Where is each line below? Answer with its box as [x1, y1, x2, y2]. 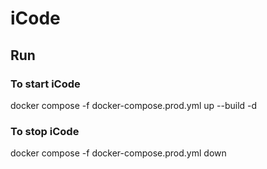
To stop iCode [10, 124, 80, 138]
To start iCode [10, 77, 81, 91]
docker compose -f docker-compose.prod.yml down [10, 147, 227, 159]
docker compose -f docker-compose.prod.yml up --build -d [10, 99, 258, 111]
